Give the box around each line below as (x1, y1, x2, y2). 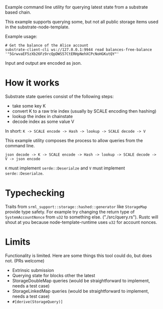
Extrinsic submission (12, 267, 54, 273)
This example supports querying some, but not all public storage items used (5, 19, 159, 24)
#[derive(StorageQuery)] (12, 299, 63, 304)
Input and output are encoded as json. (5, 60, 82, 66)
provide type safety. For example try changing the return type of (5, 209, 135, 214)
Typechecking (5, 188, 65, 199)
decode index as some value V (12, 119, 74, 124)
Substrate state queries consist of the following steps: (5, 93, 114, 99)
